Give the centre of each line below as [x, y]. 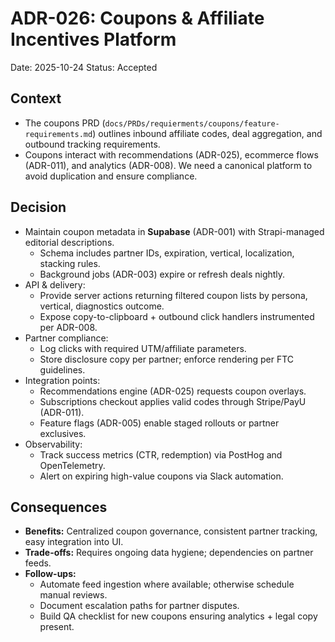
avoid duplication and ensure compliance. [111, 176]
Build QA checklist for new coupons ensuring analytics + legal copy [178, 616]
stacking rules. [70, 263]
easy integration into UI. [74, 542]
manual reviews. [73, 595]
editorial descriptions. [69, 242]
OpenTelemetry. [72, 465]
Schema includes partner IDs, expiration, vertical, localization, [167, 253]
